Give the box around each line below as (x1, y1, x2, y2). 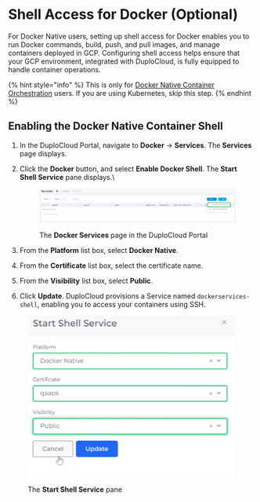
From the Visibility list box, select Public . (19, 276, 153, 285)
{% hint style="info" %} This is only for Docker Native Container (8, 80, 215, 90)
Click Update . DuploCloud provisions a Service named (19, 291, 196, 300)
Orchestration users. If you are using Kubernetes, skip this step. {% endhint (8, 88, 252, 97)
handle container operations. (8, 64, 101, 74)
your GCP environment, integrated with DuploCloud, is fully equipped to (8, 57, 240, 66)
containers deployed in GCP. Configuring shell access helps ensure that (8, 48, 240, 57)
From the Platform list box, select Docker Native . (19, 245, 179, 255)
